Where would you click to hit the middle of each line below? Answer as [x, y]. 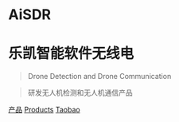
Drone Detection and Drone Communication [99, 77]
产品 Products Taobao [45, 110]
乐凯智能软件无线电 [71, 54]
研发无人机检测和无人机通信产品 [80, 92]
